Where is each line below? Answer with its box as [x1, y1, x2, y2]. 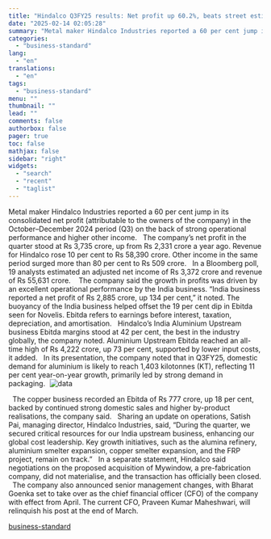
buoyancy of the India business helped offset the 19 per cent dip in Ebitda [8, 301, 253, 311]
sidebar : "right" [8, 154, 67, 162]
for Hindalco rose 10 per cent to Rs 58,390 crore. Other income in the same [8, 250, 258, 259]
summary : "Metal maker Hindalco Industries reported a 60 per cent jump [8, 27, 258, 35]
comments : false [8, 117, 63, 125]
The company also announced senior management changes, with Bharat [11, 480, 254, 490]
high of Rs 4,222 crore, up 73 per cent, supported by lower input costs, [24, 344, 261, 354]
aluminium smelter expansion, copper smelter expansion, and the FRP [8, 445, 240, 455]
